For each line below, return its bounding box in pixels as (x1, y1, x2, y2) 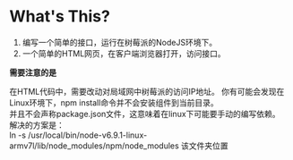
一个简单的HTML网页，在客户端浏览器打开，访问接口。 (22, 47, 226, 59)
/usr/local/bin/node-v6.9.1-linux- (28, 130, 148, 140)
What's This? (9, 6, 110, 27)
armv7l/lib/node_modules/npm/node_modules (9, 140, 179, 151)
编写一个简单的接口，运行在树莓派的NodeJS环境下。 (22, 37, 218, 47)
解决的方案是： (9, 119, 65, 131)
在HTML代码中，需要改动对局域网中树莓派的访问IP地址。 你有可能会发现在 (9, 86, 285, 97)
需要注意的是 (9, 67, 56, 78)
